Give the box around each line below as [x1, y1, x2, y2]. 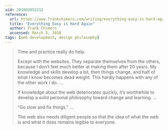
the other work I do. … [17, 79, 63, 85]
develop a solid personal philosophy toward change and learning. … [17, 94, 157, 100]
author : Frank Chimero [9, 26, 57, 31]
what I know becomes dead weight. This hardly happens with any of [17, 74, 158, 80]
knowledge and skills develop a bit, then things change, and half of [17, 69, 155, 75]
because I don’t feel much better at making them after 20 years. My [17, 63, 156, 70]
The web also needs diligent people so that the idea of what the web [17, 114, 159, 120]
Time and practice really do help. [17, 48, 86, 55]
